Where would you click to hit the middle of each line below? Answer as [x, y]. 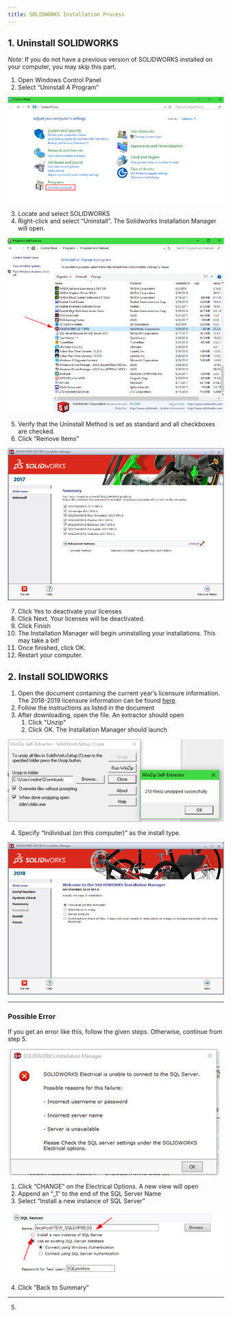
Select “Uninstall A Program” [58, 87]
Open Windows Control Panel [59, 80]
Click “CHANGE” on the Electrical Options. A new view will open [108, 1186]
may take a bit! [38, 640]
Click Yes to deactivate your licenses [70, 612]
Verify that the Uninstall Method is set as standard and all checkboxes [116, 424]
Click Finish [34, 626]
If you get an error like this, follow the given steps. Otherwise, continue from [115, 1031]
